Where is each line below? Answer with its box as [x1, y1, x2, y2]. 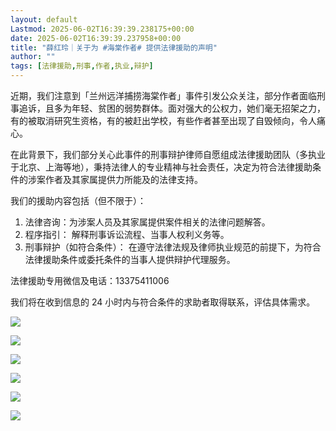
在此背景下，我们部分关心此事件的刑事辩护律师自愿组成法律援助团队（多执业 [10, 149, 326, 160]
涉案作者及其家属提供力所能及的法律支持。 [27, 174, 203, 185]
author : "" [10, 52, 56, 62]
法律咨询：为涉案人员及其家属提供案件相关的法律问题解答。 [24, 216, 271, 228]
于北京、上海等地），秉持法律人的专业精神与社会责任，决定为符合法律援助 [10, 161, 313, 173]
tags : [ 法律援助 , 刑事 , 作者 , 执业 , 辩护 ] [10, 61, 154, 71]
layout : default [10, 14, 78, 25]
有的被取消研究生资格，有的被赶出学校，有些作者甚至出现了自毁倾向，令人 [10, 115, 317, 126]
